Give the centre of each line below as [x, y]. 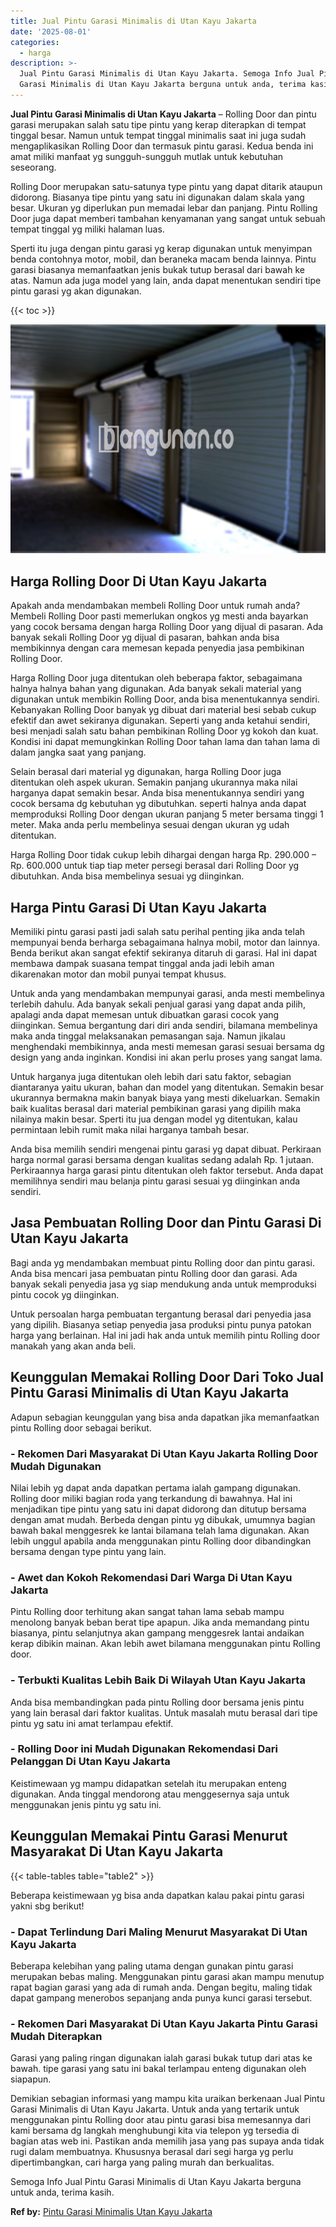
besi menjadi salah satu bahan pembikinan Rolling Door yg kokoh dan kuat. [164, 731]
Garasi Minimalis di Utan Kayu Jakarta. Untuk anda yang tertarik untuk [155, 2109]
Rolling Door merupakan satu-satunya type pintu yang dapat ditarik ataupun [166, 186]
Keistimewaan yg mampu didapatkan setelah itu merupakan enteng [148, 1783]
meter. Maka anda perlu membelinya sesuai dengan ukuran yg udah [150, 825]
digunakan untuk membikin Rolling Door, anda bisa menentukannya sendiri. [165, 699]
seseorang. [33, 167]
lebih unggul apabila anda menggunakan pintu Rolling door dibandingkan [161, 1541]
